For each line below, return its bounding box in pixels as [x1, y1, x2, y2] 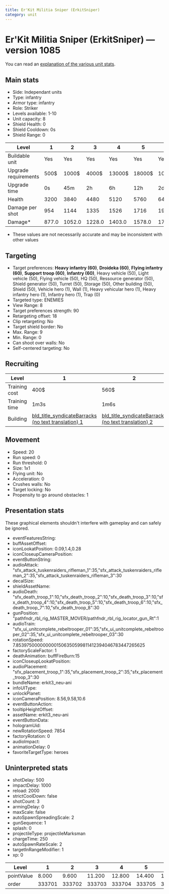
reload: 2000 [12, 788, 40, 794]
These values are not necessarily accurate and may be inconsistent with [12, 231, 162, 237]
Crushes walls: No [12, 481, 51, 487]
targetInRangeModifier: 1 [12, 847, 64, 853]
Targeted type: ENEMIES [12, 297, 64, 303]
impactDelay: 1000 [12, 782, 51, 789]
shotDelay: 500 [12, 777, 44, 783]
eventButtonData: [12, 717, 49, 723]
